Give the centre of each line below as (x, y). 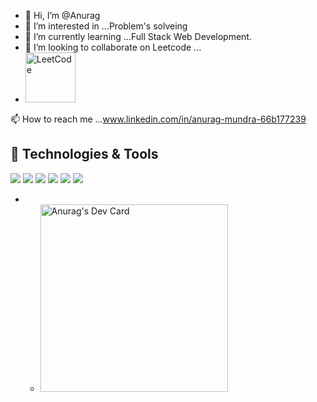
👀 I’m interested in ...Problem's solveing (106, 26)
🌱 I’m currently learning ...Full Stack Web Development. (138, 36)
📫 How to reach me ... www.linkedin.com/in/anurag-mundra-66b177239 (158, 119)
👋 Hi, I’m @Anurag (62, 15)
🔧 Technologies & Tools (84, 154)
